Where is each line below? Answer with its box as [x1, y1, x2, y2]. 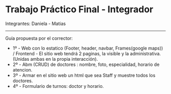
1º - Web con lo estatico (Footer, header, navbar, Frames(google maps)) [12, 45, 163, 51]
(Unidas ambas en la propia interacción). [12, 56, 98, 62]
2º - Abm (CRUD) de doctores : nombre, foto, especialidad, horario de [12, 61, 160, 67]
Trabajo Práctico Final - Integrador [5, 4, 154, 15]
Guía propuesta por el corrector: [5, 35, 73, 41]
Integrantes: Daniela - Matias [5, 20, 66, 27]
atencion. [12, 66, 33, 73]
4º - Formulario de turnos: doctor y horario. [12, 83, 104, 89]
